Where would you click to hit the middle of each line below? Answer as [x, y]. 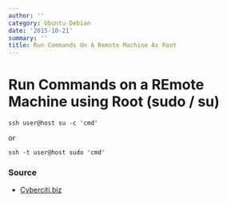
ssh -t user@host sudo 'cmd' [57, 152]
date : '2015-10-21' [41, 30]
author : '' [26, 16]
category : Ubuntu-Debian [50, 23]
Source [23, 172]
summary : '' [28, 38]
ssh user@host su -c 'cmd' [53, 123]
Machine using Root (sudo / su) [114, 102]
